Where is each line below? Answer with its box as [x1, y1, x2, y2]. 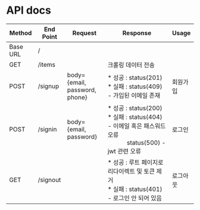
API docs [6, 4, 52, 17]
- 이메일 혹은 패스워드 [107, 121, 166, 130]
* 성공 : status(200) [107, 104, 162, 112]
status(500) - [127, 138, 166, 146]
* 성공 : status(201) [107, 73, 162, 82]
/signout [37, 175, 61, 184]
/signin [37, 125, 57, 133]
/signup [37, 82, 60, 90]
